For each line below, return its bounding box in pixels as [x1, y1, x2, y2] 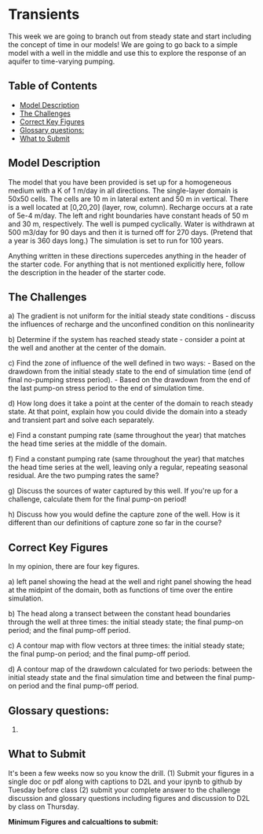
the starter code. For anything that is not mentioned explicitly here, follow [8, 259, 245, 269]
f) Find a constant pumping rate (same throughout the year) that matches [8, 454, 245, 464]
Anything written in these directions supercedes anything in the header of [8, 251, 247, 260]
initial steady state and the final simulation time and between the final [8, 673, 232, 682]
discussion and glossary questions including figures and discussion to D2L [8, 793, 250, 803]
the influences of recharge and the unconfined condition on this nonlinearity [8, 320, 255, 329]
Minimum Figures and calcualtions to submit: [8, 817, 159, 826]
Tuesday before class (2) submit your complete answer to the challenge [8, 784, 241, 795]
